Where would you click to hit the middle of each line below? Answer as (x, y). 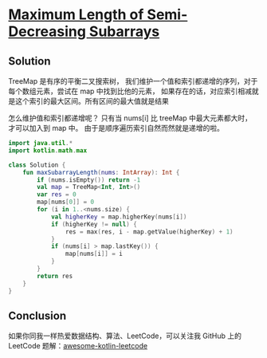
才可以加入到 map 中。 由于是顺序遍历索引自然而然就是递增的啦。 (116, 128)
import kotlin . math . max (48, 150)
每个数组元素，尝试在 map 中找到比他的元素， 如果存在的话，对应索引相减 (130, 91)
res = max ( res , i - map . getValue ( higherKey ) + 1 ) (149, 232)
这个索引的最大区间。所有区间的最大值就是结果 (92, 101)
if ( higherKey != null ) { (94, 224)
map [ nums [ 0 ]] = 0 (65, 202)
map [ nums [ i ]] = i (94, 254)
